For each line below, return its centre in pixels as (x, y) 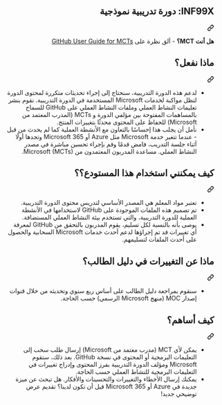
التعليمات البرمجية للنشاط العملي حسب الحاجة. (136, 372)
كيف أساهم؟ (190, 320)
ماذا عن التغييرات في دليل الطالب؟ (148, 261)
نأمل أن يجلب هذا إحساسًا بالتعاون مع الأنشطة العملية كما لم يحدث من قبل (102, 129)
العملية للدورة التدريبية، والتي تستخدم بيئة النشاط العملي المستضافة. (109, 217)
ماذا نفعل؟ (194, 63)
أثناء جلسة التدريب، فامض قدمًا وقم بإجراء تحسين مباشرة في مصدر (111, 144)
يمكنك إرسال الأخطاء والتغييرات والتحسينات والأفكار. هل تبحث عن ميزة (106, 379)
